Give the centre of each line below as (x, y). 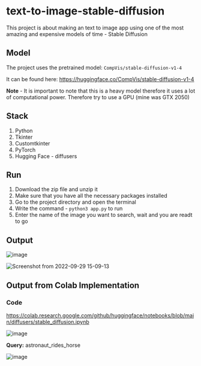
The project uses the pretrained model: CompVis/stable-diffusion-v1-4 (94, 67)
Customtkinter (32, 143)
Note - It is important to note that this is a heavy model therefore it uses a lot (101, 91)
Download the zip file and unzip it (56, 189)
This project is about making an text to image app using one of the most (95, 28)
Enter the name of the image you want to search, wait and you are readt (103, 215)
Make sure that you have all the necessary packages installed (91, 196)
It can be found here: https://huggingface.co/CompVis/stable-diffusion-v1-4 (100, 79)
